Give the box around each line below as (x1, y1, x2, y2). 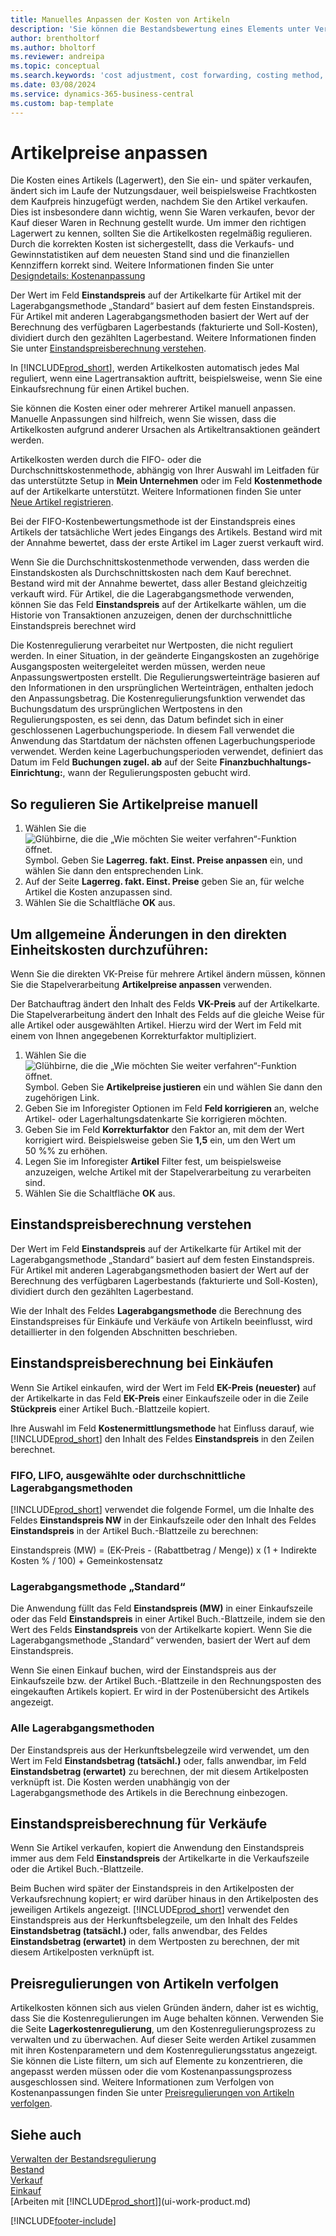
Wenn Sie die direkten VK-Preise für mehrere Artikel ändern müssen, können (10, 968, 326, 980)
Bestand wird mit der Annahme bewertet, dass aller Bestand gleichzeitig (10, 577, 308, 590)
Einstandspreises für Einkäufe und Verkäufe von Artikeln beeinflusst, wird (10, 1315, 313, 1327)
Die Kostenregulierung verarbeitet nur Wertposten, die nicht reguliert (10, 639, 293, 651)
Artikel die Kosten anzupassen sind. (24, 886, 173, 898)
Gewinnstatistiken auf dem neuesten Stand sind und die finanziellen (10, 249, 290, 261)
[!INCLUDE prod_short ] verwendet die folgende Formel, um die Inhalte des (10, 1503, 315, 1515)
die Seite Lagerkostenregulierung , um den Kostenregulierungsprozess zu (10, 2023, 316, 2035)
